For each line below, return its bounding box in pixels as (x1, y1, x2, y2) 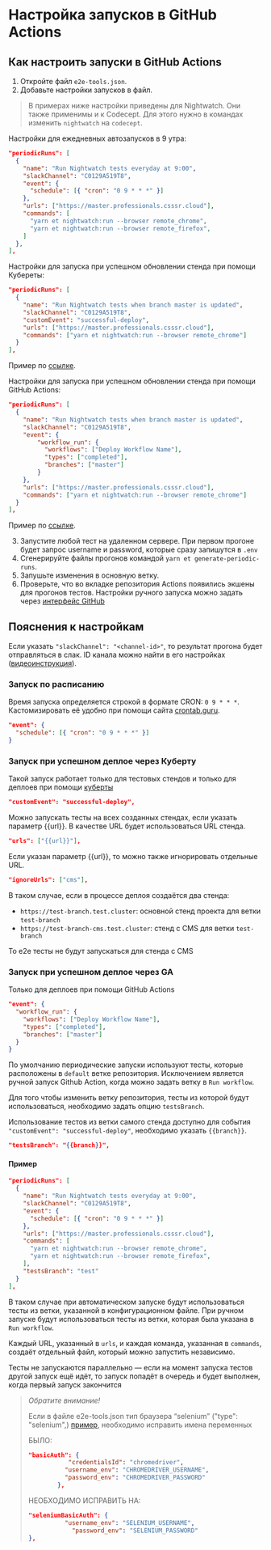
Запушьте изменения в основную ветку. (19, 570, 160, 580)
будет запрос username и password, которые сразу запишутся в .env (19, 544, 258, 555)
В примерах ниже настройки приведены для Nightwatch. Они (27, 101, 240, 110)
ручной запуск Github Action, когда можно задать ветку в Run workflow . (8, 1078, 255, 1087)
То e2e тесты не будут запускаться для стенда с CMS (8, 946, 194, 955)
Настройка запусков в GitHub (8, 6, 218, 24)
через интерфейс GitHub (19, 596, 105, 606)
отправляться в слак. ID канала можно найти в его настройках (8, 650, 226, 660)
